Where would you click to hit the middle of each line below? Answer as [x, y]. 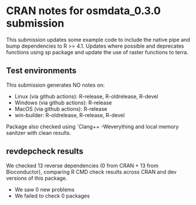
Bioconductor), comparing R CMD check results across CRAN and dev [91, 171]
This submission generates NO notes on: [55, 85]
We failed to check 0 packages [52, 196]
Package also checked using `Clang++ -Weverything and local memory [92, 126]
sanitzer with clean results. [39, 133]
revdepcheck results [45, 151]
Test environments [41, 71]
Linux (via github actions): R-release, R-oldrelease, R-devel [86, 96]
